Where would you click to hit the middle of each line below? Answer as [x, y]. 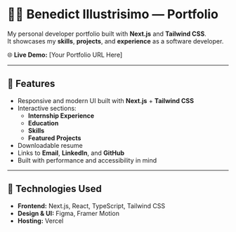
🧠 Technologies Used [54, 189]
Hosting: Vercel [40, 221]
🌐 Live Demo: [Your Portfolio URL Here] [65, 55]
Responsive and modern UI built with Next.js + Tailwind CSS [106, 100]
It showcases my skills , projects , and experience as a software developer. [116, 41]
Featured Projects [54, 138]
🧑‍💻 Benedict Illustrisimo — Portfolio [113, 14]
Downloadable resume [50, 145]
